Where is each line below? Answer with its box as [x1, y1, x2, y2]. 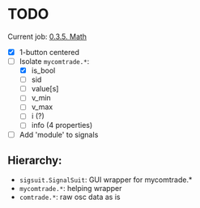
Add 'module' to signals [19, 129, 99, 139]
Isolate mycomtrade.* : [19, 57, 90, 66]
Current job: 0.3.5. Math [7, 32, 87, 41]
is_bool [31, 66, 56, 75]
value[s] [31, 84, 59, 94]
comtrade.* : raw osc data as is [19, 192, 121, 202]
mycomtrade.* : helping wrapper [19, 184, 122, 193]
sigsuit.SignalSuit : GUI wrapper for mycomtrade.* [19, 175, 193, 185]
